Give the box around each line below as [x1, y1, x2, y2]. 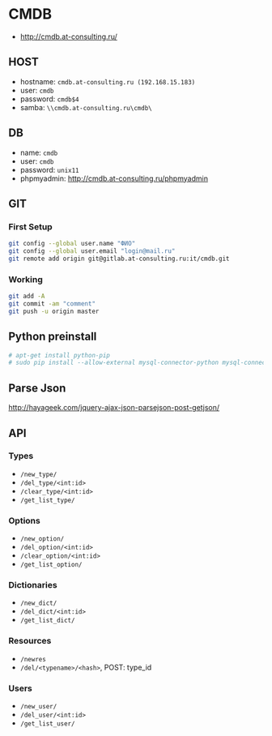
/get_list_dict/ [19, 617, 75, 625]
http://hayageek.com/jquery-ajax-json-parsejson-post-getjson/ [8, 403, 220, 413]
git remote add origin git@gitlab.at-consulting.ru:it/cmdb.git [8, 255, 230, 263]
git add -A [8, 293, 45, 301]
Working [8, 273, 43, 285]
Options [8, 515, 40, 526]
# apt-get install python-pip [8, 351, 111, 359]
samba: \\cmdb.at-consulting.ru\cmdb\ [19, 102, 152, 112]
